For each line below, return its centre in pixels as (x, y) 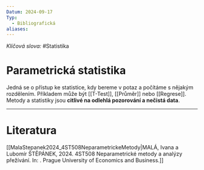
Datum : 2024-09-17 (29, 12)
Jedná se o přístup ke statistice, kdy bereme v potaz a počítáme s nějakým (100, 87)
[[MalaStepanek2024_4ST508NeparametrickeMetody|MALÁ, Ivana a (93, 148)
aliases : (17, 29)
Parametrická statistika (66, 71)
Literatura (32, 131)
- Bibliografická (34, 23)
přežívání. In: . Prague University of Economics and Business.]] (85, 160)
